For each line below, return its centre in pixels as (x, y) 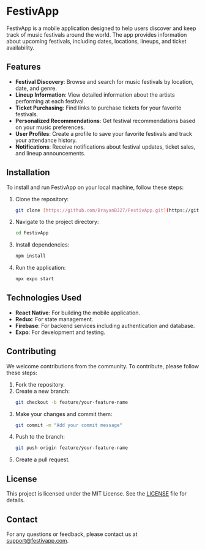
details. (16, 500)
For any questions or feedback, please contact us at (72, 534)
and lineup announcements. (50, 153)
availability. (20, 48)
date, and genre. (36, 88)
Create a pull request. (43, 459)
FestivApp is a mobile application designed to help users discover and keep (101, 28)
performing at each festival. (50, 101)
